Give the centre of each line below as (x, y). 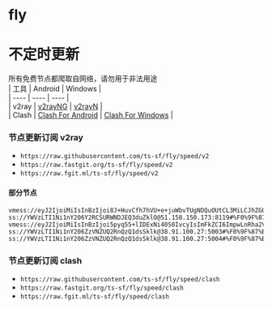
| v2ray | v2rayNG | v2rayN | (55, 106)
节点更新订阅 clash (45, 260)
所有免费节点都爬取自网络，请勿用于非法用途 (83, 79)
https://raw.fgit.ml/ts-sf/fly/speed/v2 (89, 174)
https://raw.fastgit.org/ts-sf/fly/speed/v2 (96, 165)
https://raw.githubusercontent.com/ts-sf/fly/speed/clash (120, 279)
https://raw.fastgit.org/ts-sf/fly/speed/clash (102, 288)
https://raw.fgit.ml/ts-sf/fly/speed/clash (95, 296)
